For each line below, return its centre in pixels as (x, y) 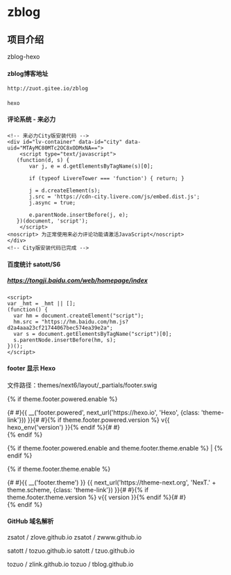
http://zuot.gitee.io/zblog (48, 89)
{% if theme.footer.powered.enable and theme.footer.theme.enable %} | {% (115, 448)
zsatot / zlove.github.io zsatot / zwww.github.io (75, 537)
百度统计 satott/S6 (34, 264)
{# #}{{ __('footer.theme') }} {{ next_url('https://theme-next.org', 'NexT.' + (112, 482)
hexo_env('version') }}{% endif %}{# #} (63, 427)
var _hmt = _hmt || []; (42, 303)
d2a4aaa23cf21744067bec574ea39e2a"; (60, 327)
